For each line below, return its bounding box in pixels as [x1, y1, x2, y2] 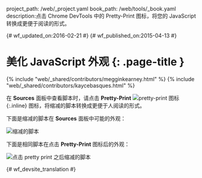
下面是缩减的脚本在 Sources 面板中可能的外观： [6, 114, 126, 122]
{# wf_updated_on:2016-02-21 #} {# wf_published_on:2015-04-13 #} [6, 32, 177, 39]
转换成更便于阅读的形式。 [6, 20, 70, 27]
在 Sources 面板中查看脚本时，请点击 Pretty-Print [6, 94, 132, 102]
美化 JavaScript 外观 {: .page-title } [6, 55, 184, 69]
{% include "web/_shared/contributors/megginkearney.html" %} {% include [6, 75, 195, 82]
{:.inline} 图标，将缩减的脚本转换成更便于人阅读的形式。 [6, 102, 145, 109]
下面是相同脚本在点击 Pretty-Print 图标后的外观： [6, 140, 130, 148]
